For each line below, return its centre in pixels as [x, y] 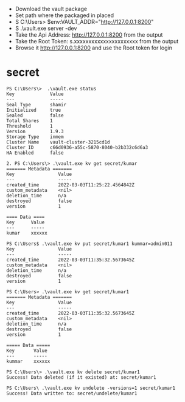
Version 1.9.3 [35, 131]
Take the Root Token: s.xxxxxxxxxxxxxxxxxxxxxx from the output [97, 41]
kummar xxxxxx [28, 361]
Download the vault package [51, 9]
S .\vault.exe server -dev [46, 28]
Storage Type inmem [35, 137]
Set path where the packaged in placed [65, 15]
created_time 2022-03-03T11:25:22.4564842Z [71, 185]
